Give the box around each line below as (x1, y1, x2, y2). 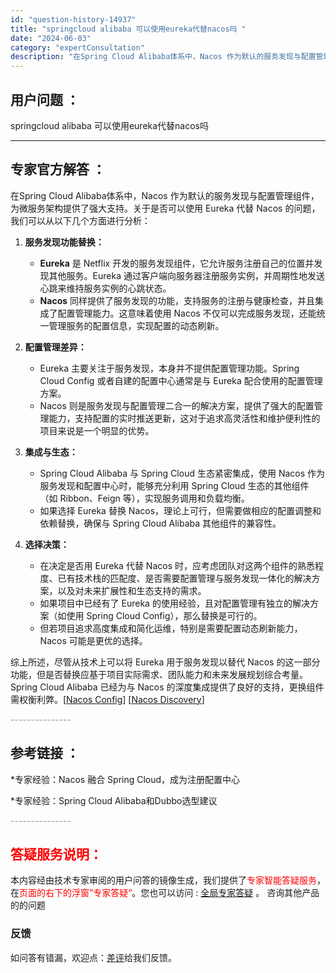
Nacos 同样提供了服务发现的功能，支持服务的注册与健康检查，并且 (39, 294, 315, 306)
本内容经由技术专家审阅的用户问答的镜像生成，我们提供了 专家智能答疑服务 (10, 874, 317, 886)
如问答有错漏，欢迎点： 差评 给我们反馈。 (10, 951, 177, 963)
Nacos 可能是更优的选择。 (39, 634, 148, 646)
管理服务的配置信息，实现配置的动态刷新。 (48, 319, 225, 331)
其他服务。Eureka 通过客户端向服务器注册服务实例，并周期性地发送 (48, 269, 325, 281)
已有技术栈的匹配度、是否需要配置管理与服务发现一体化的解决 (57, 572, 312, 584)
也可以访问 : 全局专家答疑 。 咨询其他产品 (149, 887, 320, 899)
